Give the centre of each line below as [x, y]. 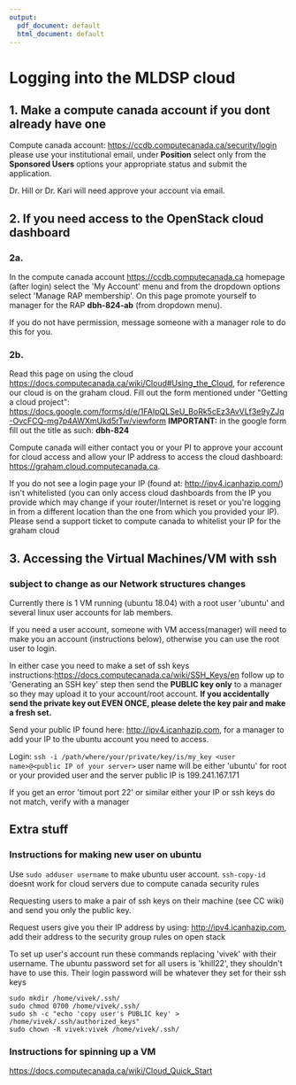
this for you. [31, 332]
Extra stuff [39, 829]
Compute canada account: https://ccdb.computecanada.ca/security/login [143, 145]
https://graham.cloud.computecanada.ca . [85, 467]
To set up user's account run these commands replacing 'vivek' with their [143, 954]
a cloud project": [40, 402]
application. [30, 174]
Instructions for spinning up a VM [83, 1051]
